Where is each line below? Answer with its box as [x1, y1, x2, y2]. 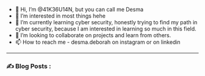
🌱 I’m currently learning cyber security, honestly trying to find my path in [15, 19, 198, 26]
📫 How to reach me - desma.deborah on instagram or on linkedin [15, 38, 181, 46]
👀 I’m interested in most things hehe [15, 12, 106, 19]
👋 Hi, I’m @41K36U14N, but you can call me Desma [15, 6, 144, 13]
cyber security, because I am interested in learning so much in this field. [15, 25, 196, 32]
